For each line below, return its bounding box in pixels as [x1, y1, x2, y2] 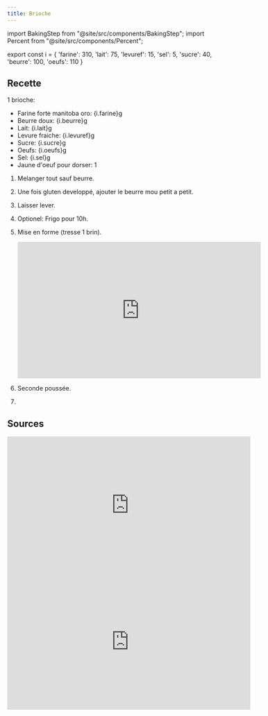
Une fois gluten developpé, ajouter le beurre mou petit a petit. [17, 188, 194, 196]
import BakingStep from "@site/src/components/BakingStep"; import [7, 29, 205, 37]
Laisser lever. [17, 201, 56, 210]
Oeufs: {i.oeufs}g [17, 146, 67, 155]
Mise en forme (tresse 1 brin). [17, 228, 102, 237]
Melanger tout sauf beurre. [17, 174, 95, 182]
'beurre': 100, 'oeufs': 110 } [7, 57, 83, 66]
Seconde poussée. [17, 384, 72, 393]
